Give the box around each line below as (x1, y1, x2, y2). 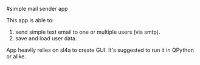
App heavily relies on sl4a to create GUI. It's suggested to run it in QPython (6, 46, 195, 54)
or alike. (6, 53, 26, 60)
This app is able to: (6, 17, 54, 23)
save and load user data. (15, 35, 77, 42)
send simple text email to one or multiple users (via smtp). (15, 28, 160, 36)
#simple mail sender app (6, 5, 68, 12)
